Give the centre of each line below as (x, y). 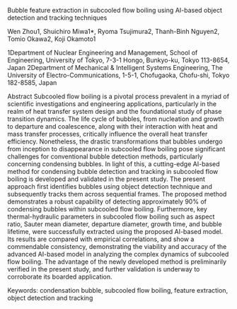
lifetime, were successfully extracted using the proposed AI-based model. (115, 232)
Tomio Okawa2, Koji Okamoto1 (52, 39)
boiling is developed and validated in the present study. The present (106, 179)
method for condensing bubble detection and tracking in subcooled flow (113, 171)
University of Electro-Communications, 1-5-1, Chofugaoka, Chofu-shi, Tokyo (118, 75)
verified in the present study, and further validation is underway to (104, 269)
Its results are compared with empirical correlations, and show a (101, 239)
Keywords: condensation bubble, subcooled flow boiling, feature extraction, (118, 290)
